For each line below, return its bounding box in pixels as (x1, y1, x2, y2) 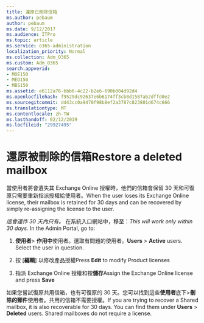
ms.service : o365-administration (6, 43, 91, 49)
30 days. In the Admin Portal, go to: (6, 224, 96, 232)
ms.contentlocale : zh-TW (6, 111, 69, 117)
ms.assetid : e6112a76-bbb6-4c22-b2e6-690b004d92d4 (6, 88, 138, 94)
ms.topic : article (6, 37, 53, 43)
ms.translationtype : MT (6, 105, 67, 111)
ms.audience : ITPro (6, 32, 56, 38)
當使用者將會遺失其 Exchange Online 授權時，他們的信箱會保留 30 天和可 (6, 184, 190, 192)
